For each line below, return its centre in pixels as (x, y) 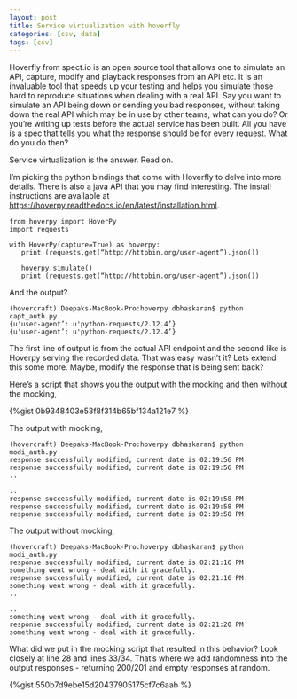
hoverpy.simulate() (57, 268)
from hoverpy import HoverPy (63, 222)
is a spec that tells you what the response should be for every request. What (148, 133)
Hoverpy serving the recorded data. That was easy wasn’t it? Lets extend (143, 358)
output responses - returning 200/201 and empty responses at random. (140, 668)
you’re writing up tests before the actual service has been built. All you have (148, 124)
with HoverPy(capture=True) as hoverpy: (85, 245)
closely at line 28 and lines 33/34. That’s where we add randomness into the (148, 658)
